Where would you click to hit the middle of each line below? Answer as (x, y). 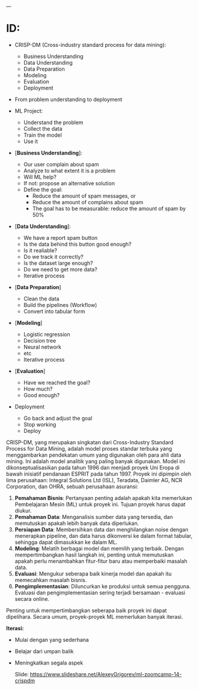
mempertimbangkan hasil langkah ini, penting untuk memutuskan (94, 555)
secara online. (32, 599)
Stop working (40, 424)
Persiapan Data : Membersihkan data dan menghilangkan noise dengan (101, 529)
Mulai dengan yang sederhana (52, 640)
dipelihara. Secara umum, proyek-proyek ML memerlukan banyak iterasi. (95, 616)
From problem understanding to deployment (68, 99)
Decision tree (40, 340)
